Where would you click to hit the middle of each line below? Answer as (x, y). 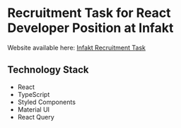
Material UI (34, 109)
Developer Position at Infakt (90, 28)
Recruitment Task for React (89, 13)
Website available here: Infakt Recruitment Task (77, 47)
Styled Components (47, 102)
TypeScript (34, 94)
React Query (36, 117)
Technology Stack (48, 70)
